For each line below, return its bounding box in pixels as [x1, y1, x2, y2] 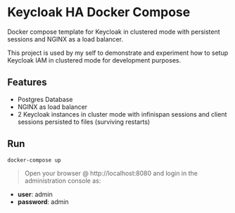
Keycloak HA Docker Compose [7, 4, 191, 20]
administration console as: [24, 176, 101, 185]
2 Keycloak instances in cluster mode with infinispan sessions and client [17, 110, 227, 118]
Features [7, 77, 47, 89]
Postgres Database [17, 95, 73, 103]
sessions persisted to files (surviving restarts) [17, 117, 151, 126]
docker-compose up [7, 156, 61, 164]
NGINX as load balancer [17, 103, 88, 111]
